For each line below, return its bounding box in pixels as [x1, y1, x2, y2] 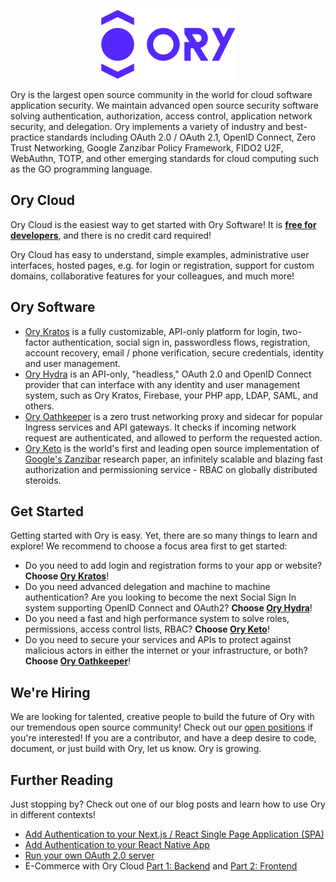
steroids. [24, 474, 62, 486]
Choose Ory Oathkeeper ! [24, 655, 132, 667]
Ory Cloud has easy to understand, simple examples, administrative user [10, 248, 310, 260]
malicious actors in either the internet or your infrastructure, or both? [24, 645, 308, 657]
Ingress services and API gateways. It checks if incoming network [24, 421, 297, 433]
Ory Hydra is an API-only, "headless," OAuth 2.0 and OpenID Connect [24, 368, 312, 380]
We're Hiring [10, 684, 91, 701]
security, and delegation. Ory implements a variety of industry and [10, 121, 284, 132]
